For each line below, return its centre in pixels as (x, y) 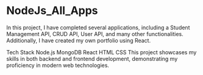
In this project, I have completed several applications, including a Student (98, 27)
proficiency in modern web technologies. (58, 65)
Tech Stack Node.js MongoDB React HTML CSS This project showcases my (101, 52)
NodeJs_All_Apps (52, 11)
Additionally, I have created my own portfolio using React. (79, 40)
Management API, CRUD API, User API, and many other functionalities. (95, 34)
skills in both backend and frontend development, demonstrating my (92, 59)
